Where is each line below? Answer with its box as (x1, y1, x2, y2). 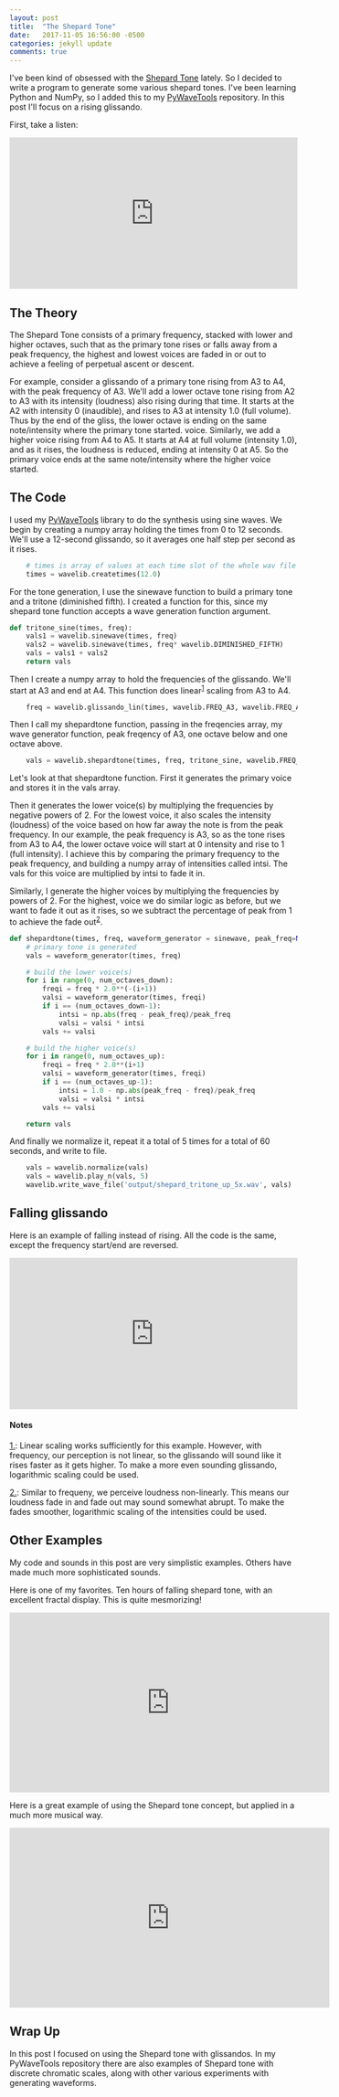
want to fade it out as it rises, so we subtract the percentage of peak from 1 (9, 906, 292, 916)
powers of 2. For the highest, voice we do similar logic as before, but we (9, 895, 281, 906)
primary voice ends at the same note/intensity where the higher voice (9, 453, 271, 464)
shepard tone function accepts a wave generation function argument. (9, 605, 271, 617)
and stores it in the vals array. (9, 782, 121, 793)
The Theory (9, 305, 78, 321)
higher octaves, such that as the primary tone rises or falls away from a (9, 339, 278, 350)
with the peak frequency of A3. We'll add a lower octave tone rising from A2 (9, 386, 295, 397)
